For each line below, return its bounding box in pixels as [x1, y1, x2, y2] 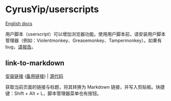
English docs [5, 20, 33, 27]
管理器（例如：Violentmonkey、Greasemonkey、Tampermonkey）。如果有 [5, 37, 162, 43]
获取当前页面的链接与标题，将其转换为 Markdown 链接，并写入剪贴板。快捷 [5, 84, 165, 90]
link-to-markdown [5, 59, 65, 67]
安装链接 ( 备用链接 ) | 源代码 [5, 73, 63, 79]
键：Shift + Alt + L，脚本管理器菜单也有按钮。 [5, 90, 101, 96]
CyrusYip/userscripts [5, 4, 99, 15]
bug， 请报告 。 [5, 43, 36, 49]
